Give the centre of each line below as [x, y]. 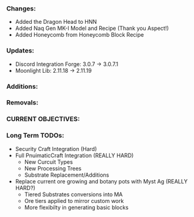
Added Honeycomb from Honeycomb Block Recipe [80, 35]
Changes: [21, 9]
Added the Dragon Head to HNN [56, 22]
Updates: [21, 51]
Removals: [22, 103]
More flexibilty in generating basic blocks [76, 207]
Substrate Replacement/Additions [67, 175]
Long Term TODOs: [35, 136]
